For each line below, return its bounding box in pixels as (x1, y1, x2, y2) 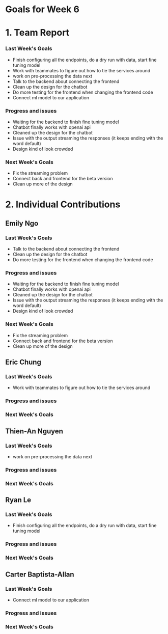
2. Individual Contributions (5, 199, 121, 210)
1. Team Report (5, 27, 70, 39)
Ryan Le (5, 495, 32, 505)
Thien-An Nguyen (5, 427, 64, 435)
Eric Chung (5, 358, 42, 367)
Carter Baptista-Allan (5, 570, 75, 578)
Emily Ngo (5, 219, 39, 228)
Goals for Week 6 (5, 4, 80, 15)
